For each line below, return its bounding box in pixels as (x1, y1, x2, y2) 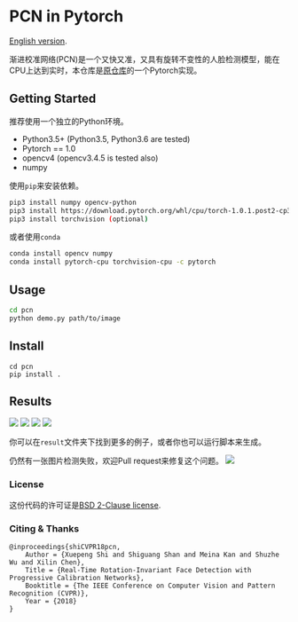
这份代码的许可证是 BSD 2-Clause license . (9, 500, 161, 510)
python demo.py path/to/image (9, 313, 122, 323)
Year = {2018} (25, 596, 77, 605)
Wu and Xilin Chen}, (9, 557, 86, 567)
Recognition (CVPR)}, (9, 588, 90, 598)
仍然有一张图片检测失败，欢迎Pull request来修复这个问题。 (9, 455, 224, 467)
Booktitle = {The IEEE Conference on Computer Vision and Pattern (25, 581, 276, 590)
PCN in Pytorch (9, 6, 124, 27)
